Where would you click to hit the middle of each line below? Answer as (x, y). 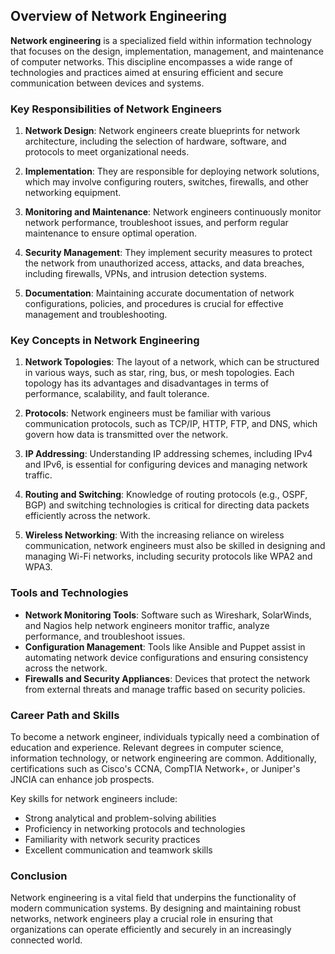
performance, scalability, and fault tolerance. (117, 394)
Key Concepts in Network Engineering (105, 341)
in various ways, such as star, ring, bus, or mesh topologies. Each (159, 373)
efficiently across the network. (87, 516)
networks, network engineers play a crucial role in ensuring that (141, 919)
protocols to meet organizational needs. (107, 152)
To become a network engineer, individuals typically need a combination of (165, 737)
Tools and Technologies (69, 593)
